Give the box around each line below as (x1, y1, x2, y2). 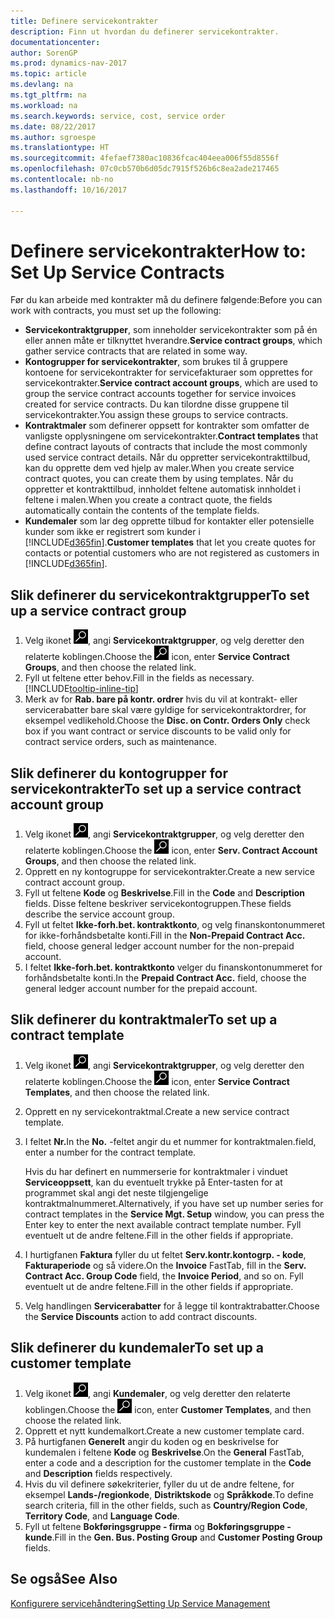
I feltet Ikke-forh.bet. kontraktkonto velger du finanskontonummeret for (24, 961, 323, 974)
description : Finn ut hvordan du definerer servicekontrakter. (10, 26, 280, 37)
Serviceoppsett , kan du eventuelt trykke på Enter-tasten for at (24, 1176, 283, 1188)
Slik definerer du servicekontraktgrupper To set (10, 586, 310, 604)
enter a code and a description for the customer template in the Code (24, 1456, 312, 1469)
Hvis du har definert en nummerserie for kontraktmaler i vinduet (24, 1165, 288, 1177)
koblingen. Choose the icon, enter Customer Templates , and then (24, 1403, 312, 1415)
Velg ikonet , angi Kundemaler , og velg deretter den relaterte (24, 1387, 291, 1399)
